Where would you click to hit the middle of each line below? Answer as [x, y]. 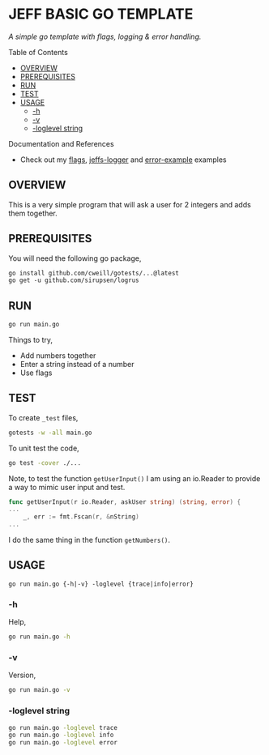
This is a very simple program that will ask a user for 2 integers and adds [130, 204]
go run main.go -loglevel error [63, 743]
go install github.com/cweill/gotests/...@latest [94, 273]
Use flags [36, 373]
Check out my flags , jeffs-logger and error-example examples [123, 160]
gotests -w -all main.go [50, 433]
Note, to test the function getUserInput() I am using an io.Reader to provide [134, 478]
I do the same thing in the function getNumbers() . [90, 540]
